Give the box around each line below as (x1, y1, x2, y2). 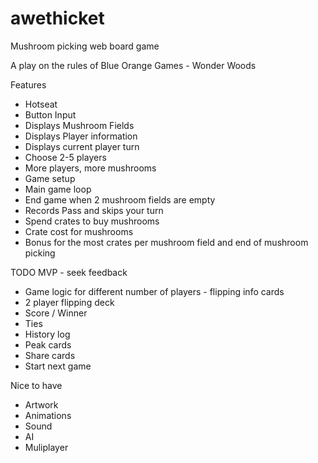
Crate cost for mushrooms (24, 225, 134, 237)
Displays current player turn (24, 140, 140, 152)
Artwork (24, 398, 59, 411)
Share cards (24, 349, 76, 361)
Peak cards (24, 338, 72, 351)
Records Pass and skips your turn (24, 204, 164, 216)
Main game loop (24, 183, 92, 195)
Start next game (24, 360, 92, 372)
